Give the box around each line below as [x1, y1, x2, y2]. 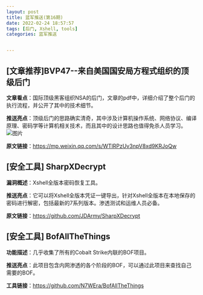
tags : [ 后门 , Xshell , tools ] [6, 25, 78, 32]
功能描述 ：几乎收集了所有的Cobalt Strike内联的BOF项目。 [6, 249, 150, 256]
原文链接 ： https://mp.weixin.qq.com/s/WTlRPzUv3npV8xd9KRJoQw [6, 142, 177, 150]
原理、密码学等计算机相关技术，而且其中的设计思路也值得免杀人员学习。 [6, 122, 186, 129]
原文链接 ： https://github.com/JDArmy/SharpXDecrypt [6, 212, 141, 219]
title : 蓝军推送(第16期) [6, 14, 63, 21]
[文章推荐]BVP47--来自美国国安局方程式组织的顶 [6, 66, 189, 76]
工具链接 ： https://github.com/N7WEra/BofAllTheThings [6, 282, 144, 289]
